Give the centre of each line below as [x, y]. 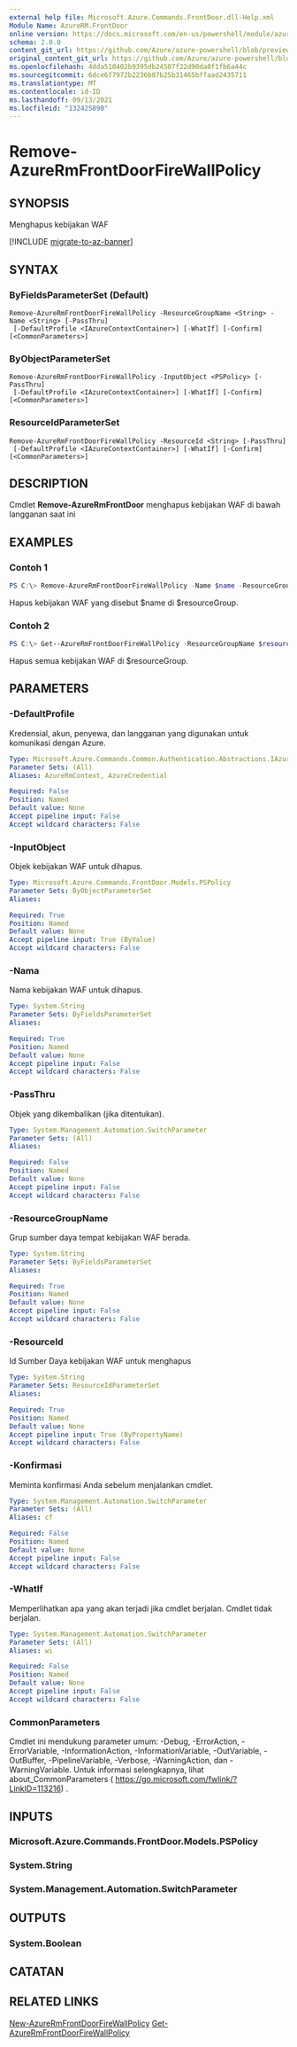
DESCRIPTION [49, 483]
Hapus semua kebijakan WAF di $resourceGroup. [99, 661]
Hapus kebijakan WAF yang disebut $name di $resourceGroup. [124, 603]
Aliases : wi [31, 1650]
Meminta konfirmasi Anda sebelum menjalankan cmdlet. [111, 1484]
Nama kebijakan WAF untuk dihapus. [76, 990]
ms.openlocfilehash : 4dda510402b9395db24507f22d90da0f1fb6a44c [128, 67]
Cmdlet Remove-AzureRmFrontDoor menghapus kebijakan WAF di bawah [145, 505]
